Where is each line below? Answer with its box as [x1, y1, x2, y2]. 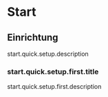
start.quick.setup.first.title [7, 67, 99, 76]
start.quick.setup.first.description [7, 83, 102, 91]
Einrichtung [7, 32, 58, 43]
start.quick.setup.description [7, 50, 89, 58]
